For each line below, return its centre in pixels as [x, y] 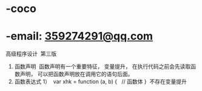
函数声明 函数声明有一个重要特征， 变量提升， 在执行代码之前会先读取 [103, 67]
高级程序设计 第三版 [31, 54]
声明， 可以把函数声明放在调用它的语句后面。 [76, 74]
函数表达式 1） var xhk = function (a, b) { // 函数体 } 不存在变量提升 [101, 82]
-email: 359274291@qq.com [79, 36]
